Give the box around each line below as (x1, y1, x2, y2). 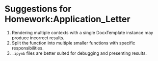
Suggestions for (4, 3, 72, 15)
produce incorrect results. (11, 35, 65, 41)
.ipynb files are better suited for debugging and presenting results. (11, 50, 147, 56)
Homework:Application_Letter (4, 14, 131, 25)
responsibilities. (11, 45, 44, 51)
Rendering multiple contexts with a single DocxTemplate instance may (11, 30, 154, 35)
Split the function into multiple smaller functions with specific (11, 40, 135, 46)
